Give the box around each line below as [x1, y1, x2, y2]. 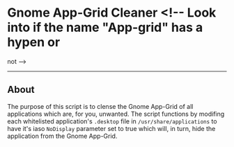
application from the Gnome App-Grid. [7, 132, 118, 140]
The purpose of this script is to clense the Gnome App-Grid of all [7, 102, 194, 110]
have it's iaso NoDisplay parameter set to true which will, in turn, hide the [7, 124, 216, 132]
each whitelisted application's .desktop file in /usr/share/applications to [7, 116, 217, 126]
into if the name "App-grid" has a [7, 19, 203, 35]
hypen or [7, 35, 61, 50]
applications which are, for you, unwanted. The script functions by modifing [7, 110, 225, 118]
